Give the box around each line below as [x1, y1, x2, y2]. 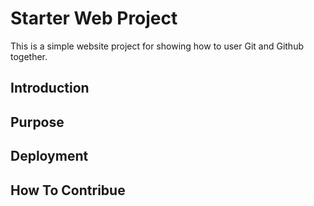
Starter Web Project [10, 7, 178, 30]
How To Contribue [10, 182, 126, 199]
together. [10, 50, 48, 62]
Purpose [10, 113, 65, 131]
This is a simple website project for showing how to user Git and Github [10, 40, 304, 52]
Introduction [10, 80, 90, 97]
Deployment [10, 148, 89, 165]
